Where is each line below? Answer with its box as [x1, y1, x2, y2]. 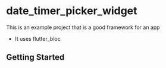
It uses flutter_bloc [14, 35, 61, 42]
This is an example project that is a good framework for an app [6, 24, 160, 31]
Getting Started [6, 52, 65, 63]
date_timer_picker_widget [6, 4, 138, 18]
